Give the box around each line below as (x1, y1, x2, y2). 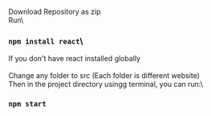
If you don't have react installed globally (8, 54, 141, 64)
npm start (8, 100, 47, 109)
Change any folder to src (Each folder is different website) (8, 71, 201, 81)
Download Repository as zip (8, 7, 101, 16)
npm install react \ (8, 35, 83, 47)
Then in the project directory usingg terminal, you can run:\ (8, 80, 203, 89)
